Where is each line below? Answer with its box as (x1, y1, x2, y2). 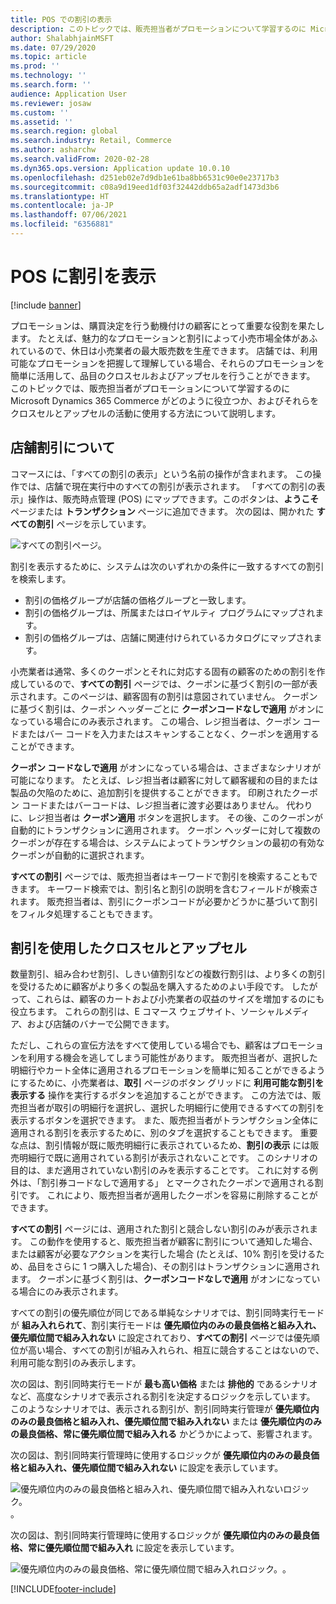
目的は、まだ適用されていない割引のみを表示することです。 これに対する (10, 1164, 310, 1176)
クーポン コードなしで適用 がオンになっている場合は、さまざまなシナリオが (10, 761, 322, 773)
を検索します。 (10, 572, 72, 585)
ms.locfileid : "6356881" (10, 219, 114, 230)
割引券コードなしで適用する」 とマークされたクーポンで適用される (40, 1177, 315, 1189)
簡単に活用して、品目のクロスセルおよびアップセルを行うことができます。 (10, 369, 316, 381)
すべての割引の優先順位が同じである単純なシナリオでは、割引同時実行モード (10, 1307, 325, 1319)
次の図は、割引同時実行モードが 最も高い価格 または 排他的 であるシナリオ (10, 1378, 318, 1390)
